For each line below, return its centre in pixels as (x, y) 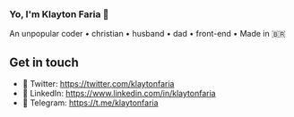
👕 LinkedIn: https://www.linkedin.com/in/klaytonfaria (119, 94)
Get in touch (44, 62)
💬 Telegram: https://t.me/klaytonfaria (90, 103)
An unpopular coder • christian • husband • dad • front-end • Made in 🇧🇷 (147, 34)
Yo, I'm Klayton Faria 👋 (59, 14)
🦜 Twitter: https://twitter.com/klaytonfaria (98, 84)
